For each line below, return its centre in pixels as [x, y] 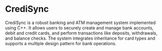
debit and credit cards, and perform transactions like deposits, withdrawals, [81, 33]
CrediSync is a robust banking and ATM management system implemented [80, 23]
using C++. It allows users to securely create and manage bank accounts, [79, 27]
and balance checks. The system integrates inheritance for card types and [80, 38]
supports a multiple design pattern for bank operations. [61, 43]
